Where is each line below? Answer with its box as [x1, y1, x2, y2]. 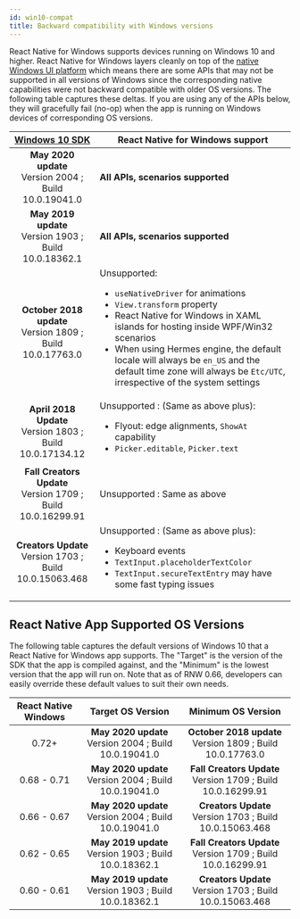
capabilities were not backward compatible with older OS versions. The [9, 84, 272, 95]
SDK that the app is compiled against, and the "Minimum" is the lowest [9, 659, 270, 670]
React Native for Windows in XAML [114, 309, 262, 321]
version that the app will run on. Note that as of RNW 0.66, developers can [9, 669, 283, 680]
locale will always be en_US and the [114, 353, 261, 366]
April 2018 [29, 402, 76, 415]
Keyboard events [114, 544, 186, 557]
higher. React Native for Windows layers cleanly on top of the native [9, 55, 259, 66]
